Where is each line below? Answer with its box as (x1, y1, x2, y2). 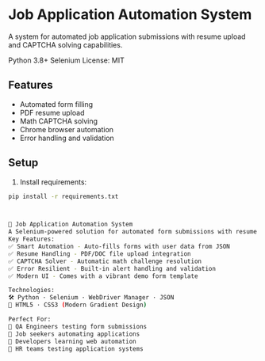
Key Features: (8, 235, 56, 243)
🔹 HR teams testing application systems (8, 344, 144, 353)
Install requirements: (19, 177, 87, 187)
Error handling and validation (19, 133, 115, 142)
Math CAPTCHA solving (19, 116, 98, 126)
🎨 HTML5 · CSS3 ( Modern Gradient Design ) (8, 301, 148, 310)
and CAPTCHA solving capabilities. (8, 40, 123, 49)
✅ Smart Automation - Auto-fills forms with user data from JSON (8, 243, 230, 251)
